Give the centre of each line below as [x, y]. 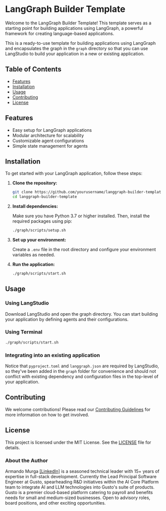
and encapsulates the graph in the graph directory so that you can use [77, 48]
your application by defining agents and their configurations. [67, 319]
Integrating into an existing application [53, 355]
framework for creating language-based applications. [60, 33]
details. [13, 447]
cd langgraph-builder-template [45, 197]
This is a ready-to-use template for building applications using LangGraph [81, 43]
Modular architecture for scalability [48, 135]
